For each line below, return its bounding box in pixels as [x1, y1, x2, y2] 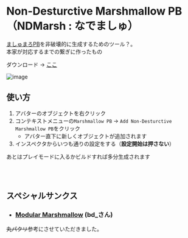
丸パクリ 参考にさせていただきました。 [6, 225, 102, 233]
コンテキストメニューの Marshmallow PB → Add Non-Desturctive [15, 117, 172, 124]
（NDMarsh [6, 19, 66, 33]
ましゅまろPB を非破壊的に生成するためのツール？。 [6, 40, 136, 47]
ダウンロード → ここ [6, 61, 58, 68]
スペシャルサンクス [6, 191, 78, 201]
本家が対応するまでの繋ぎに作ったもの [6, 47, 102, 55]
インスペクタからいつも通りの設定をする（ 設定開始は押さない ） [15, 140, 175, 147]
